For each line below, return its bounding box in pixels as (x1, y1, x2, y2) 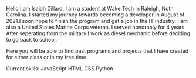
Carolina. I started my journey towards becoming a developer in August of (6, 11, 185, 18)
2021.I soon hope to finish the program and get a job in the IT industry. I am (6, 18, 188, 24)
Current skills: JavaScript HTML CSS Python (6, 65, 113, 72)
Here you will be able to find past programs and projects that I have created (6, 48, 189, 55)
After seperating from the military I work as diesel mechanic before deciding (6, 30, 191, 37)
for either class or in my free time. (6, 54, 88, 60)
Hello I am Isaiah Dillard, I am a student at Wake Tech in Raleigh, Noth (6, 5, 174, 12)
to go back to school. (6, 36, 58, 43)
